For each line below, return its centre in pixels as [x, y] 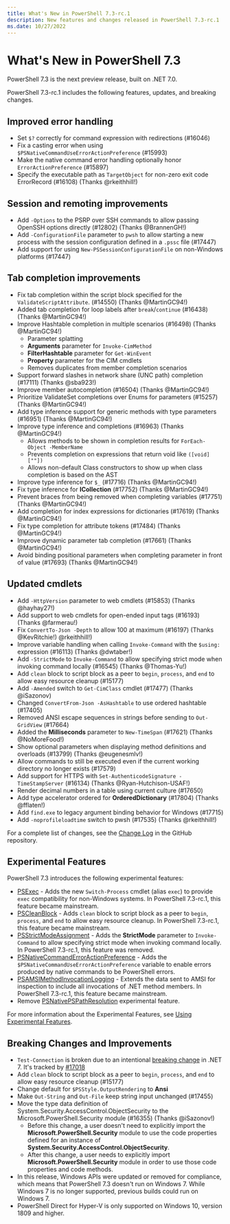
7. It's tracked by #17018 [51, 1067]
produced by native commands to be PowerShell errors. [96, 972]
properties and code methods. [70, 1170]
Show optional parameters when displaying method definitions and [112, 746]
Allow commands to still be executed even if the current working [108, 761]
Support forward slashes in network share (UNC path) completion [110, 375]
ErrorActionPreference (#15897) [63, 167]
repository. [22, 840]
